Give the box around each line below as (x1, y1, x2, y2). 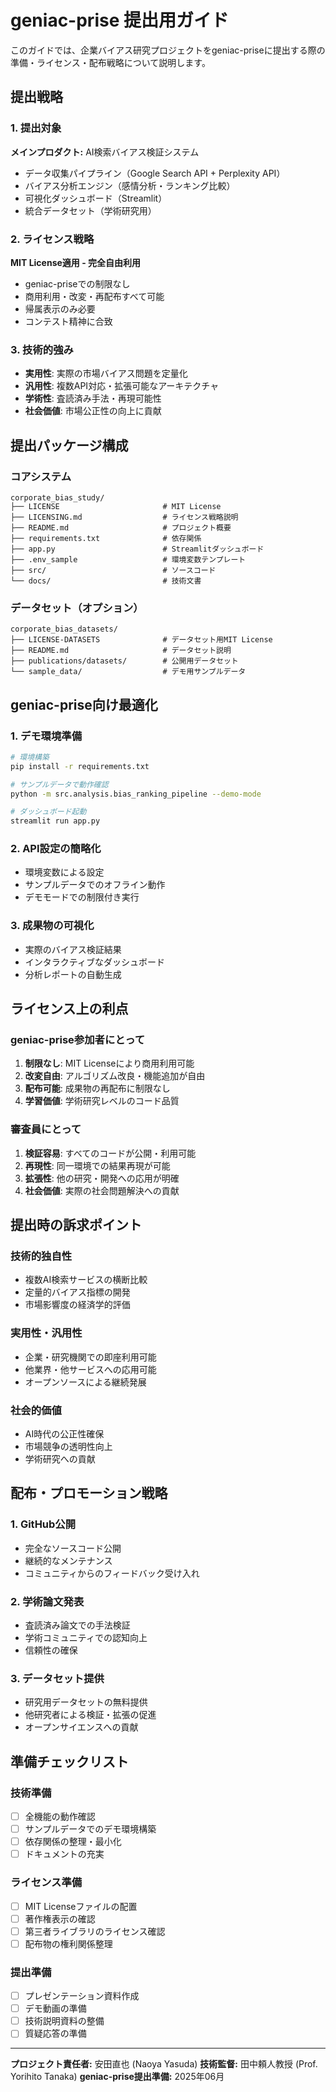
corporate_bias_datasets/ (10, 624, 118, 635)
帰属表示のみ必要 (24, 302, 96, 315)
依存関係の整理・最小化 (24, 1836, 122, 1848)
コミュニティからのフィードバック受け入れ (24, 1567, 200, 1579)
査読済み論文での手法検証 (24, 1619, 131, 1631)
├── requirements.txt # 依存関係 (10, 533, 202, 543)
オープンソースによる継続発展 (24, 1376, 147, 1388)
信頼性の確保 (24, 1644, 78, 1656)
